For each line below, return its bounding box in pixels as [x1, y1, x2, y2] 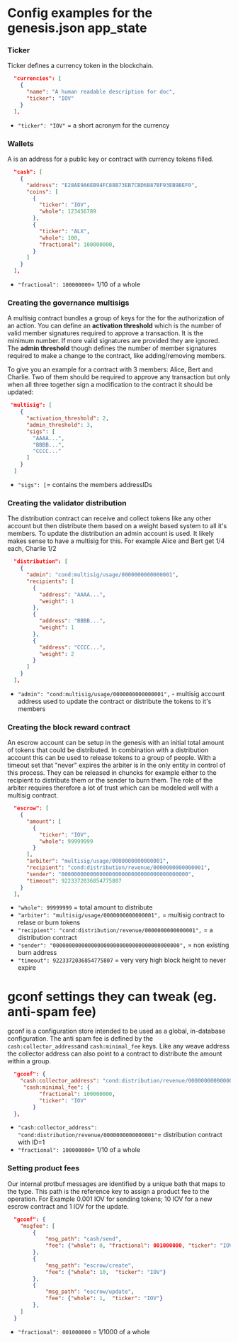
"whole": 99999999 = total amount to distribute [17, 903, 153, 912]
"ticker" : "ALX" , [38, 228, 91, 235]
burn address [17, 949, 57, 957]
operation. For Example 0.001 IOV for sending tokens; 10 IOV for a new [7, 1195, 212, 1203]
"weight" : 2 [38, 650, 74, 657]
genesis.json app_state [7, 20, 147, 36]
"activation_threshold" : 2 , [25, 415, 110, 423]
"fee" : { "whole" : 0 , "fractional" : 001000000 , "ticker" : [45, 1242, 217, 1249]
